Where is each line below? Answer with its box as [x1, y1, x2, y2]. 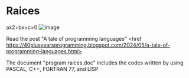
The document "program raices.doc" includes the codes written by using [6, 59, 184, 66]
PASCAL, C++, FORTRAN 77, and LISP [6, 65, 99, 72]
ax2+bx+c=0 [6, 24, 38, 31]
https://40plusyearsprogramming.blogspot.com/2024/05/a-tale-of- [6, 41, 170, 48]
